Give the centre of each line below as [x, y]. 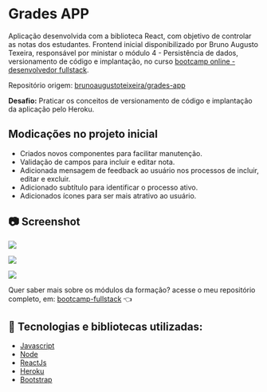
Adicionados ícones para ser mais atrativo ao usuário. [108, 195]
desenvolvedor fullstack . [49, 69]
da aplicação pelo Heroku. [51, 109]
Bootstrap [36, 380]
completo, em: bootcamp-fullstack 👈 [70, 299]
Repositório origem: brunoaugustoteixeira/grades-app [97, 85]
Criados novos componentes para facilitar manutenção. [111, 153]
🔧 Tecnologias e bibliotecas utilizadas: [106, 326]
